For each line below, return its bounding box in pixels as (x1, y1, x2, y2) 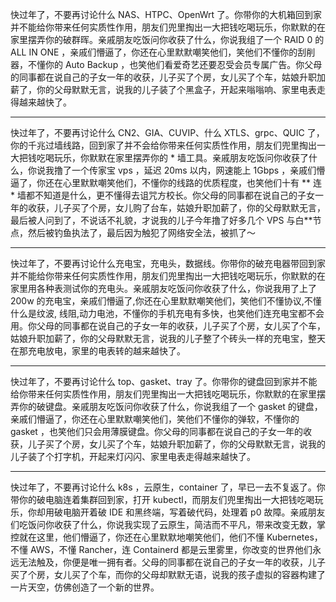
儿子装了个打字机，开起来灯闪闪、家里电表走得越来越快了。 (10, 451, 256, 462)
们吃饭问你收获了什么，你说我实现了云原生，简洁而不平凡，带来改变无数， (10, 519, 317, 530)
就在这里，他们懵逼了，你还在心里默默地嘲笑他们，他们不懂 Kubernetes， (18, 531, 323, 543)
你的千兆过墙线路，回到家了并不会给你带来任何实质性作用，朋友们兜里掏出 (10, 139, 317, 151)
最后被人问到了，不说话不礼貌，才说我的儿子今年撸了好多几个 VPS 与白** (10, 214, 313, 226)
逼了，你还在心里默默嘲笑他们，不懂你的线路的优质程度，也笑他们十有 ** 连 (10, 177, 322, 188)
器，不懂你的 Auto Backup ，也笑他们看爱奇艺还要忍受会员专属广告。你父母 (10, 59, 323, 70)
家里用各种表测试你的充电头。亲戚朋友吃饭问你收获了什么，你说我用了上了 (10, 283, 317, 294)
